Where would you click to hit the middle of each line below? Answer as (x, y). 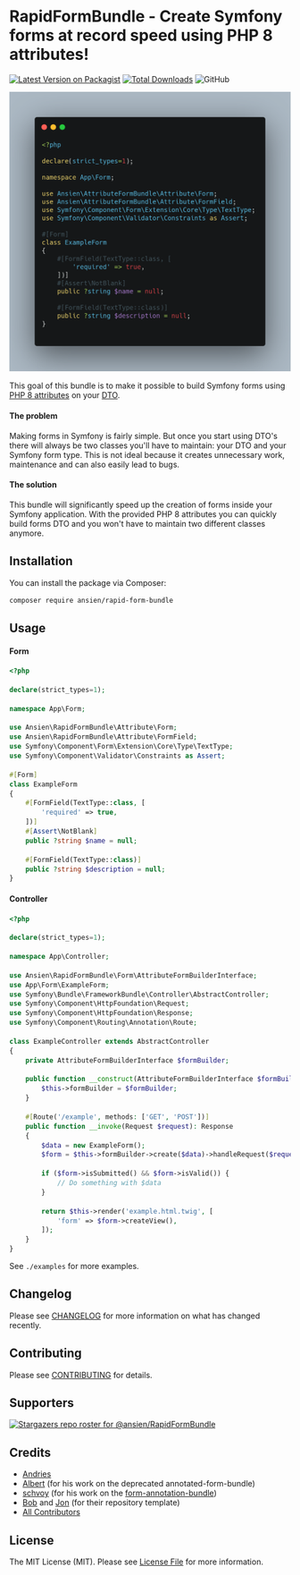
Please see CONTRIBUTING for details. (81, 1375)
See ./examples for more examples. (75, 1266)
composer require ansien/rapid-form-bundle (92, 600)
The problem (33, 416)
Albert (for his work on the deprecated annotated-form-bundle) (139, 1484)
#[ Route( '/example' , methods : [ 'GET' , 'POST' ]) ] (117, 1117)
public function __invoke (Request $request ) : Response (129, 1126)
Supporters (42, 1403)
